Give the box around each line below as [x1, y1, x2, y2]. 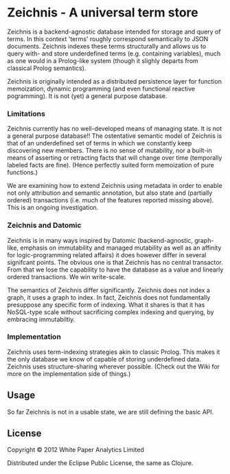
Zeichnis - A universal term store [7, 5, 199, 21]
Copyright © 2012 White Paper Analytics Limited [7, 446, 144, 454]
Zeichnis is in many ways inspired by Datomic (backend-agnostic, [7, 236, 194, 244]
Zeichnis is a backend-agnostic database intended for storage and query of [7, 27, 221, 36]
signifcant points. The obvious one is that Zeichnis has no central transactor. [7, 258, 223, 266]
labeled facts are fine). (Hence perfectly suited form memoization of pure [7, 161, 214, 169]
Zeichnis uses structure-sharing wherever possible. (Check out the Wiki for [7, 362, 220, 370]
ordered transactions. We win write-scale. [7, 272, 126, 281]
